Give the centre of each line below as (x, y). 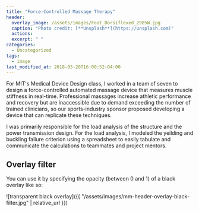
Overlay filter (31, 164)
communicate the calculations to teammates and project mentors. (86, 145)
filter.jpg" (18, 203)
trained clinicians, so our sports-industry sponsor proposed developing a (96, 109)
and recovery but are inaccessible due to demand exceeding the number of (99, 103)
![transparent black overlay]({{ (43, 197)
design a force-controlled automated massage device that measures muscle (99, 90)
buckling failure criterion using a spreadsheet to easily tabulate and (89, 140)
